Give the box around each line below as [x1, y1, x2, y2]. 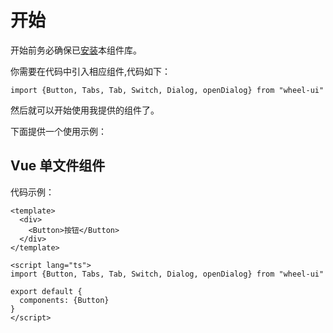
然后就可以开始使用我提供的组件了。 [10, 104, 160, 116]
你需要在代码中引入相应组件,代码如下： [10, 65, 172, 77]
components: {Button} [19, 295, 110, 305]
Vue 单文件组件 [10, 157, 106, 175]
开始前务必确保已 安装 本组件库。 [10, 44, 142, 56]
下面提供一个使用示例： [10, 125, 107, 137]
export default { [10, 286, 83, 296]
